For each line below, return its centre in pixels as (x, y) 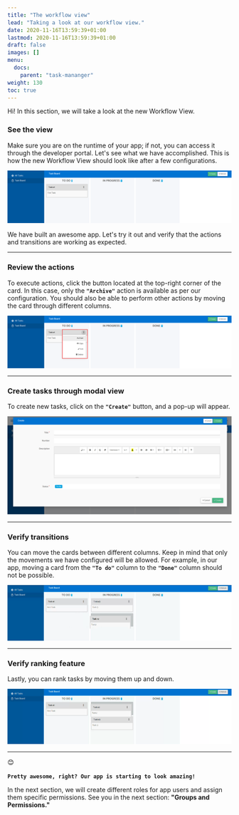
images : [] (23, 53)
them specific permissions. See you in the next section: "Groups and (108, 797)
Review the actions (41, 267)
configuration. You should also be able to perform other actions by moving (116, 298)
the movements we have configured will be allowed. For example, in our (112, 560)
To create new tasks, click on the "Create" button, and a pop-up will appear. (119, 407)
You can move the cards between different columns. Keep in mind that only (117, 553)
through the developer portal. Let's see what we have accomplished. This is (118, 152)
